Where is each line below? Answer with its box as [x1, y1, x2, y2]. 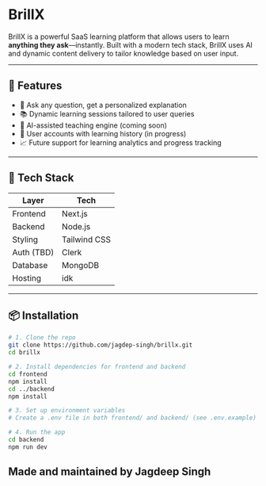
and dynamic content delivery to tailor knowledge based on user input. [8, 48, 239, 58]
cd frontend [8, 370, 47, 378]
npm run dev [8, 442, 47, 451]
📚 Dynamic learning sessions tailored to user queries [19, 109, 195, 118]
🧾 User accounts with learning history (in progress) [19, 128, 187, 138]
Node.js [62, 220, 91, 232]
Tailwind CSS [62, 234, 111, 245]
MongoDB [62, 259, 100, 270]
